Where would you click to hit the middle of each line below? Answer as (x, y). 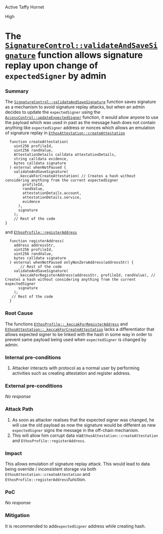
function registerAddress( (37, 241)
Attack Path (19, 409)
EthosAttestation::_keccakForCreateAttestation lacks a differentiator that (80, 329)
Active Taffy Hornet (25, 7)
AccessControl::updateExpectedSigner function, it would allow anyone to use (82, 117)
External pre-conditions (34, 386)
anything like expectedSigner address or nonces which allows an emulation (80, 128)
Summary (17, 91)
